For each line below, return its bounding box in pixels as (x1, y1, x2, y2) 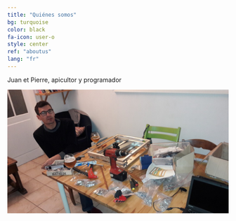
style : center (7, 41, 49, 48)
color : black (7, 26, 46, 33)
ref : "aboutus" (7, 48, 52, 55)
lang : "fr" (7, 56, 39, 63)
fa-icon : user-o (7, 34, 55, 41)
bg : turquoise (7, 18, 49, 26)
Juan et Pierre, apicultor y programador (7, 76, 122, 84)
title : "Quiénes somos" (7, 11, 77, 18)
